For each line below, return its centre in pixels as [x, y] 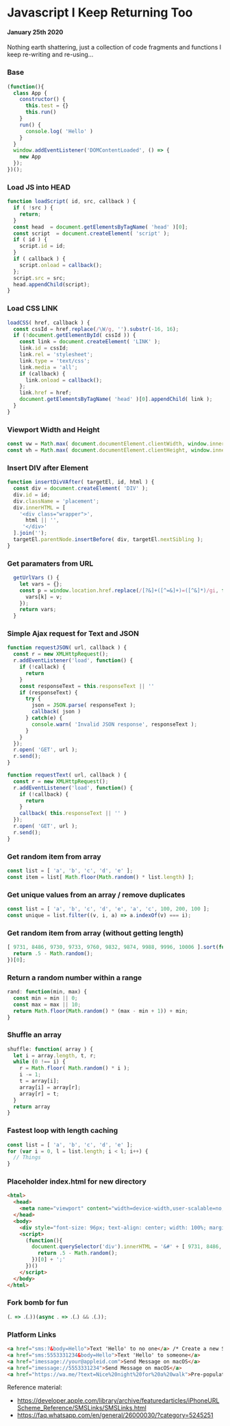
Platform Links [32, 1335]
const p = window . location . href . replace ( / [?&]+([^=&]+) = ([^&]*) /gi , [119, 590]
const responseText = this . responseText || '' [87, 686]
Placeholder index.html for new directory [77, 1182]
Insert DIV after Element [48, 468]
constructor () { [43, 100]
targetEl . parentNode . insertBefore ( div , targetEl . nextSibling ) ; [108, 540]
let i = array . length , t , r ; [55, 1055]
